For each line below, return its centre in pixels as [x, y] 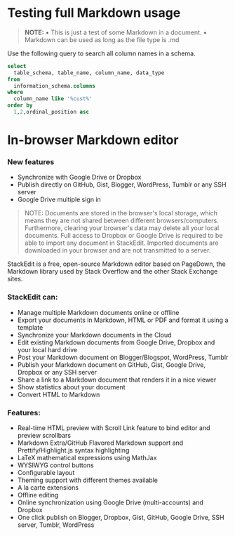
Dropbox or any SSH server [57, 372]
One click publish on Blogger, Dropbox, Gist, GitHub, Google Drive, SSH [121, 518]
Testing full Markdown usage [94, 13]
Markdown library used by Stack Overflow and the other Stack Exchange [113, 272]
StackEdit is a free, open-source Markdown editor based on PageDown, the [116, 264]
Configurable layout [46, 473]
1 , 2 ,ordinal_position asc [52, 112]
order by [20, 106]
